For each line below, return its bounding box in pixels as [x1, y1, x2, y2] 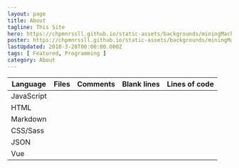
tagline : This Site [7, 23, 65, 30]
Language [11, 79, 46, 89]
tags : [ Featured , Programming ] [7, 50, 107, 57]
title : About [7, 17, 46, 24]
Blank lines [122, 79, 160, 89]
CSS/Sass [11, 125, 45, 135]
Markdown [11, 114, 47, 124]
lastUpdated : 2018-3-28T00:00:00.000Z [7, 43, 122, 50]
